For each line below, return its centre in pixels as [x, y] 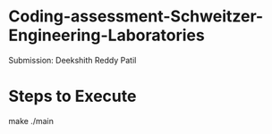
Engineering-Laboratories [106, 35]
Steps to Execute [72, 96]
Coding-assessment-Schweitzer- [136, 17]
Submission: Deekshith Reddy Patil [72, 60]
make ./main [31, 121]
